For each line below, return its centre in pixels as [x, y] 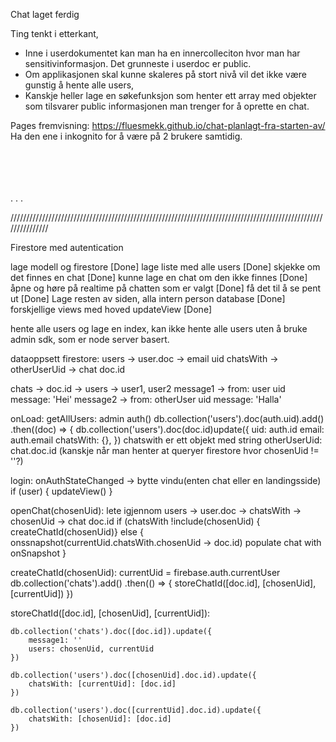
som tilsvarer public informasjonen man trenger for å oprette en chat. [167, 106]
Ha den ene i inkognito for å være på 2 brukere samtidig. [126, 136]
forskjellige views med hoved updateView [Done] [111, 309]
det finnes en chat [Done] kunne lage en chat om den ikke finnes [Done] [159, 277]
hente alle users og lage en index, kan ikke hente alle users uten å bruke [159, 328]
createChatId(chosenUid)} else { [77, 532]
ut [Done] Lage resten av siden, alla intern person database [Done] [148, 298]
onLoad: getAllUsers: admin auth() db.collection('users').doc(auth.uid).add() [167, 418]
